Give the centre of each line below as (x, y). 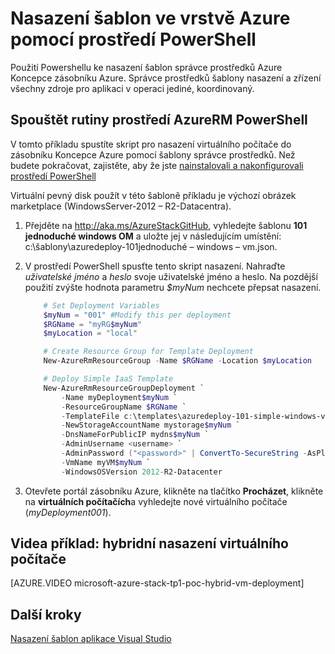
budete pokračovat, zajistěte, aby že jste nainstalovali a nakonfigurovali (157, 165)
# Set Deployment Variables (101, 305)
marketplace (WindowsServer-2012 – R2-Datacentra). (121, 206)
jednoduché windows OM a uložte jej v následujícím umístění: (153, 236)
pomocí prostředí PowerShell (133, 39)
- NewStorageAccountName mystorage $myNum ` (151, 425)
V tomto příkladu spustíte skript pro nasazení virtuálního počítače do (151, 144)
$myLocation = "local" (90, 333)
